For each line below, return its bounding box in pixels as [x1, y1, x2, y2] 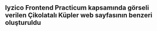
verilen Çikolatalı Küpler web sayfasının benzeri [5, 11, 153, 20]
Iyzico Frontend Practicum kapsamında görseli [5, 4, 149, 12]
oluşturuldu [5, 19, 41, 27]
